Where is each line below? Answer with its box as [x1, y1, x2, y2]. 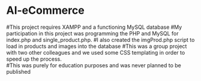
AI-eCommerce [6, 4, 85, 17]
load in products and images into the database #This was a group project [6, 43, 187, 50]
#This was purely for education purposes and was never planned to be [6, 61, 181, 69]
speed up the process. [6, 55, 62, 62]
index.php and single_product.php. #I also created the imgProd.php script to [6, 36, 195, 43]
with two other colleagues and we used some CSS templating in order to [6, 49, 185, 56]
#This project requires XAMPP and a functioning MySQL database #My [6, 23, 182, 31]
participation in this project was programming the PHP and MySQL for [6, 29, 179, 37]
